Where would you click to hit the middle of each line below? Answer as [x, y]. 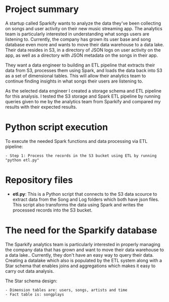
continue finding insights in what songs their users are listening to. [74, 81]
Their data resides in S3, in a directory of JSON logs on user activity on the [83, 50]
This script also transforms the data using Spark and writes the [78, 204]
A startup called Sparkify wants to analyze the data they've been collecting [83, 23]
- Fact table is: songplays [35, 294]
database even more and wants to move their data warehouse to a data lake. [85, 44]
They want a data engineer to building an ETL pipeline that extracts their [80, 65]
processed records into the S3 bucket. [52, 210]
